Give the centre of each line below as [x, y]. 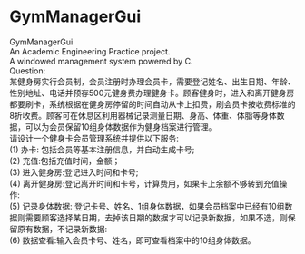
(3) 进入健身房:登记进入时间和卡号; [74, 172]
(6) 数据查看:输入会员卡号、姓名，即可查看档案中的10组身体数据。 [133, 240]
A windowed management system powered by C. [101, 61]
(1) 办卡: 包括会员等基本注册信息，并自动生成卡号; [102, 149]
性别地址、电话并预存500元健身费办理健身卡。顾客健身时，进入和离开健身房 [152, 93]
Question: [28, 71]
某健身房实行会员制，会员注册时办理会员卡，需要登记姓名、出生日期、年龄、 [152, 81]
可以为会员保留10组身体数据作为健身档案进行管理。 [121, 127]
